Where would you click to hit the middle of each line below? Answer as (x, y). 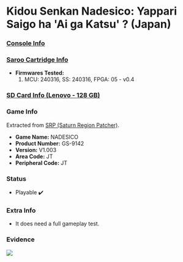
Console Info (26, 43)
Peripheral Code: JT (41, 162)
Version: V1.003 (36, 150)
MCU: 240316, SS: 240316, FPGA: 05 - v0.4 (79, 79)
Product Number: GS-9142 (50, 143)
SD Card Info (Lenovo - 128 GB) (53, 95)
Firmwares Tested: (39, 73)
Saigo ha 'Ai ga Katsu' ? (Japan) (89, 24)
